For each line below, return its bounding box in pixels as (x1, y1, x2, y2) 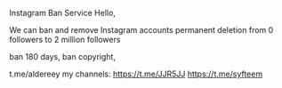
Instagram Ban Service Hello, (9, 8, 116, 18)
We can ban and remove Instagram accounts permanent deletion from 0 (9, 25, 274, 35)
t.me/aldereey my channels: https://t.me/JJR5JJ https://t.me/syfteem (9, 68, 263, 79)
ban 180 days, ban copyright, (9, 52, 116, 61)
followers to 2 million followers (9, 35, 121, 44)
